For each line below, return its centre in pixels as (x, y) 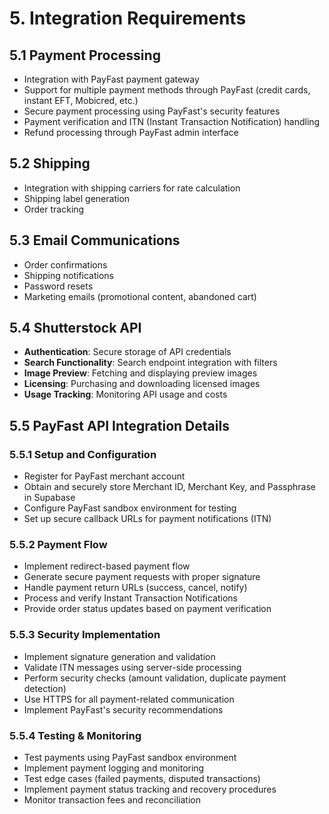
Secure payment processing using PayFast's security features (152, 111)
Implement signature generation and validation (119, 656)
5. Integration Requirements (128, 18)
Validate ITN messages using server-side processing (132, 667)
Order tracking (54, 209)
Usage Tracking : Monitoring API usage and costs (125, 394)
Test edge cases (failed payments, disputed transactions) (142, 779)
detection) (45, 688)
